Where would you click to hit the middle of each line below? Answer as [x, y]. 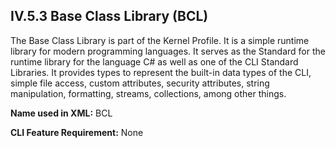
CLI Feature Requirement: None [77, 132]
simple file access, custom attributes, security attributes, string [140, 83]
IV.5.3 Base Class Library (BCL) [109, 16]
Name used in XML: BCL [61, 113]
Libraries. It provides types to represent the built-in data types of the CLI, [161, 72]
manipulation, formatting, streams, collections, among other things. [148, 93]
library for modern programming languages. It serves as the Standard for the [168, 51]
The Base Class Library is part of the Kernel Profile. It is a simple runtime [160, 40]
